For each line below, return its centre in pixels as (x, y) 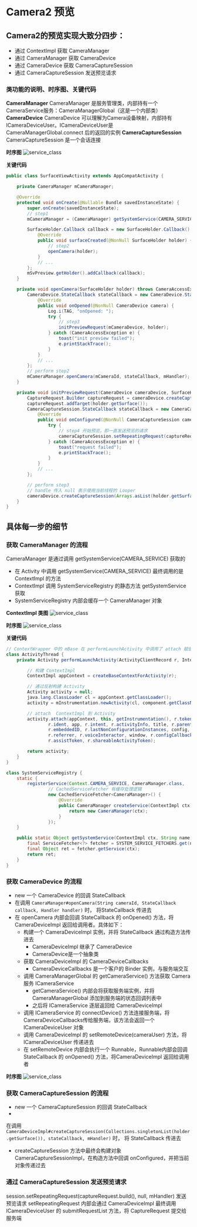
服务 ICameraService (49, 983)
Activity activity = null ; (60, 692)
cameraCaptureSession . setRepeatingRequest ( (112, 436)
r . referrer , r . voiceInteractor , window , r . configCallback (120, 735)
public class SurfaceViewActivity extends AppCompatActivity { (85, 176)
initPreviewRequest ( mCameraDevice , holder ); (113, 327)
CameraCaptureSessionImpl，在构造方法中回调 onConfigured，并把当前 (102, 1158)
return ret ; (42, 854)
